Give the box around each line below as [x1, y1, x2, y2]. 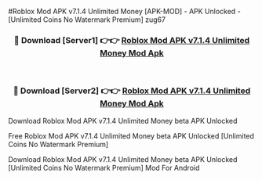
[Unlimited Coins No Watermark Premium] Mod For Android [8, 163, 200, 172]
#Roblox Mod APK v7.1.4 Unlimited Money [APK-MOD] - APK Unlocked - [8, 7, 241, 16]
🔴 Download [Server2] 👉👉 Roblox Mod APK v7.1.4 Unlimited [13, 85, 251, 96]
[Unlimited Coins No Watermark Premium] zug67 [8, 15, 166, 24]
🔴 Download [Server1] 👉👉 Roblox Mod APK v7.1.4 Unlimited [13, 34, 250, 45]
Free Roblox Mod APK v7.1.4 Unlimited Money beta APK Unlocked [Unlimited [8, 131, 255, 140]
